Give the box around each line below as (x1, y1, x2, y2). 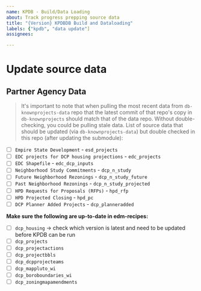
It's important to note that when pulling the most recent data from (20, 102, 184, 110)
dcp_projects (14, 239, 48, 245)
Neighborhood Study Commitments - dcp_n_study (14, 166, 131, 174)
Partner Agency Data (6, 86, 87, 96)
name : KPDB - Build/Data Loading (6, 8, 90, 15)
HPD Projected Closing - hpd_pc (14, 193, 94, 201)
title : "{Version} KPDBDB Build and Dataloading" (6, 20, 134, 26)
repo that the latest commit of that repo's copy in (71, 109, 193, 116)
